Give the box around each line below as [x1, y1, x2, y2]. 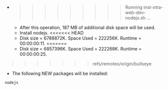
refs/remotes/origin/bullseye [92, 61, 152, 66]
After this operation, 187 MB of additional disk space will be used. [19, 24, 156, 30]
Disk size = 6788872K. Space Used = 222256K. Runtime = [19, 35, 142, 41]
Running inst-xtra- [125, 4, 163, 10]
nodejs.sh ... [125, 15, 151, 20]
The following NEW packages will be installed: [12, 70, 108, 76]
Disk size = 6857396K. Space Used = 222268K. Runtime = [19, 46, 142, 51]
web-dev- [125, 9, 146, 15]
